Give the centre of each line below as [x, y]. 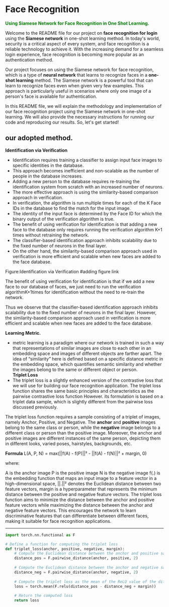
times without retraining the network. [51, 235]
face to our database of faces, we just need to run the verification [73, 286]
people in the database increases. [48, 176]
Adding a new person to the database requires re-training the [76, 181]
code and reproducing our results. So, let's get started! [62, 122]
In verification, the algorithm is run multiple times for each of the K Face [87, 203]
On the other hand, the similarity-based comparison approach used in [85, 251]
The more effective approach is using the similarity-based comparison [85, 192]
